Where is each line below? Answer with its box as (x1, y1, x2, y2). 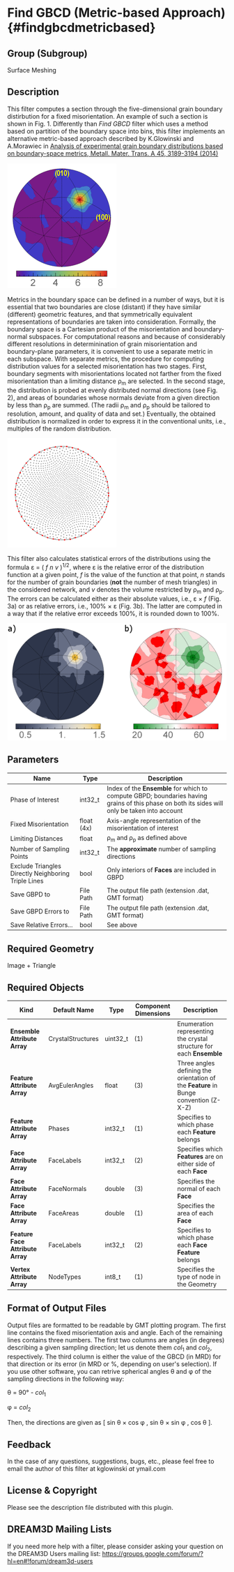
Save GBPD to (10, 890, 51, 898)
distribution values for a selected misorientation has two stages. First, (7, 361, 207, 370)
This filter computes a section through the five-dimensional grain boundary (7, 105, 223, 113)
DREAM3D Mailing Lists (7, 1523, 112, 1536)
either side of (177, 1160, 215, 1168)
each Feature (177, 1128, 216, 1137)
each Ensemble (177, 1049, 223, 1058)
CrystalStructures (48, 1034, 100, 1042)
